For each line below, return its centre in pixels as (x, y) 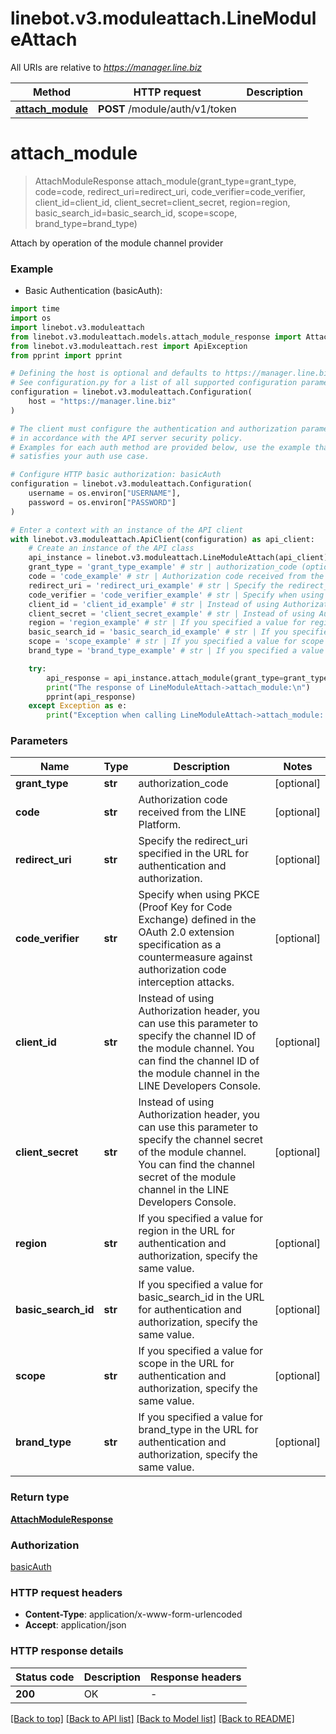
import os (31, 318)
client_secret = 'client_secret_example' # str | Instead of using (171, 613)
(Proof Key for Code (185, 907)
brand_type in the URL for (198, 1430)
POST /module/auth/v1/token (167, 109)
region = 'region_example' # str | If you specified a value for (167, 623)
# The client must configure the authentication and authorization (154, 428)
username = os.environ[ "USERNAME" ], (105, 493)
